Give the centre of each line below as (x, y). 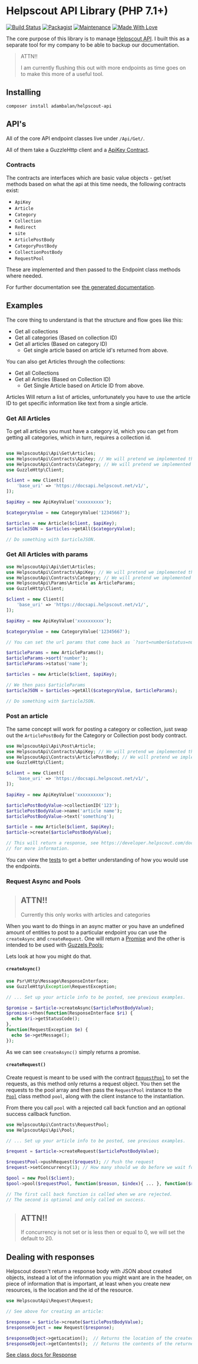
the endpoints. (24, 866)
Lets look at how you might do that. (49, 956)
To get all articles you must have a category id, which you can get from (92, 431)
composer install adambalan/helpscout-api (59, 106)
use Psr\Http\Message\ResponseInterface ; (58, 981)
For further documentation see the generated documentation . (81, 287)
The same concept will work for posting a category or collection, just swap (97, 729)
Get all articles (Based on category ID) (61, 344)
